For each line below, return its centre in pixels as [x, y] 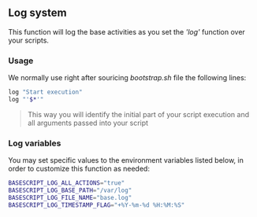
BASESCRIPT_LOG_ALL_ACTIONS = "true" [67, 183]
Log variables [35, 143]
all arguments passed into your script [88, 123]
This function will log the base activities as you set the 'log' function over [127, 31]
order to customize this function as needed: [79, 169]
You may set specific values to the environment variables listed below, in [126, 160]
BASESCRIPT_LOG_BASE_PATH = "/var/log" [70, 191]
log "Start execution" [45, 92]
